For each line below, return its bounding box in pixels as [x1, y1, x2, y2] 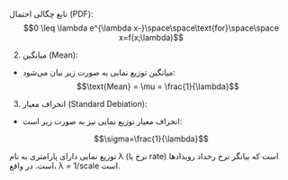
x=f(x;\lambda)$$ [118, 32, 184, 42]
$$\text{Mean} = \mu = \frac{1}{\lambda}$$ [76, 81, 240, 92]
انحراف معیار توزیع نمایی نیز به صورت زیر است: [22, 116, 183, 126]
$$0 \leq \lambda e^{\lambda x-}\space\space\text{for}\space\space [23, 22, 279, 33]
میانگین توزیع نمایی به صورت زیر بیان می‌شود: [22, 67, 175, 77]
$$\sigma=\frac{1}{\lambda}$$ [94, 133, 209, 144]
